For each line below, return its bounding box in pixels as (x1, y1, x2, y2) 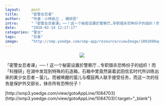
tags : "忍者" (5, 35, 43, 40)
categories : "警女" (5, 30, 43, 35)
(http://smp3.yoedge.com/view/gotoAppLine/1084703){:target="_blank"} (5, 95, 152, 101)
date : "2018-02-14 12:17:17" (5, 25, 78, 30)
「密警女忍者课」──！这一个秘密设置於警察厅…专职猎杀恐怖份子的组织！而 (5, 62, 156, 68)
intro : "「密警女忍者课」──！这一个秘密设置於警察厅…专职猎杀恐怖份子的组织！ (5, 21, 157, 26)
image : (5, 39, 19, 44)
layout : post (5, 7, 41, 12)
